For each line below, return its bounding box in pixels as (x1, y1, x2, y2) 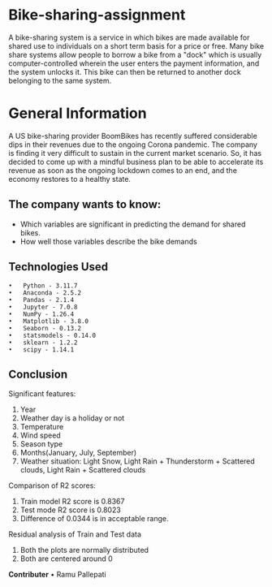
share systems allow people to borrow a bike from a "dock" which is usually (8, 50, 262, 59)
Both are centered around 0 (19, 554, 114, 563)
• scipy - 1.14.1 (8, 345, 75, 354)
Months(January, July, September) (19, 448, 137, 458)
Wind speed (19, 430, 61, 440)
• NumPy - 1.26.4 (8, 310, 75, 318)
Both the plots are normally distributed (19, 546, 149, 555)
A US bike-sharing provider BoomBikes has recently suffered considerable (8, 131, 257, 140)
